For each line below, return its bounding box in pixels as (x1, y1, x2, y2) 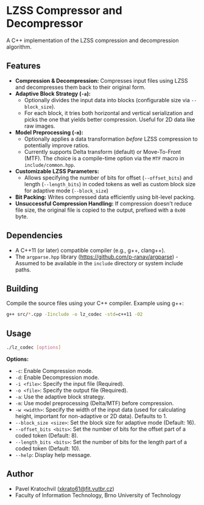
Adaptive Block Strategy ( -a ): (15, 89, 91, 97)
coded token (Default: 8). (15, 431, 79, 439)
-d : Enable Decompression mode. (15, 374, 99, 381)
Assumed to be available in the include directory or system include (15, 259, 183, 266)
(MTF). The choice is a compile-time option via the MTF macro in (24, 155, 185, 162)
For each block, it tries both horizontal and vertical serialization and (24, 109, 194, 116)
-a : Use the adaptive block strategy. (15, 393, 105, 400)
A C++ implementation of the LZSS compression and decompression (6, 37, 179, 44)
